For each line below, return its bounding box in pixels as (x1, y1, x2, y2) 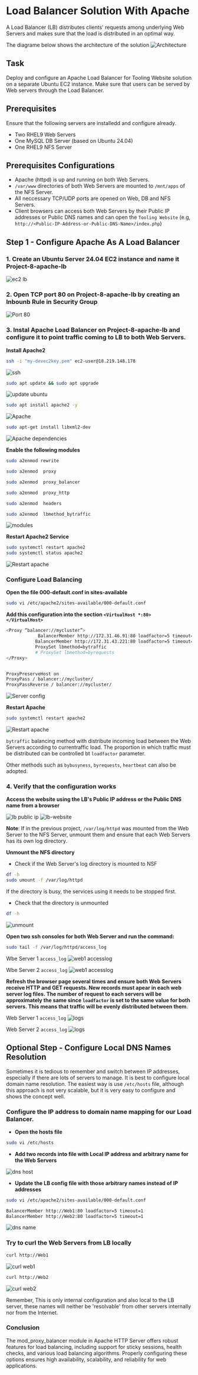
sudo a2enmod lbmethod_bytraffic (6, 511, 91, 517)
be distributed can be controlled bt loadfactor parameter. (6, 750, 146, 757)
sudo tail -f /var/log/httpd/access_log (6, 944, 107, 950)
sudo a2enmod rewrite (6, 458, 60, 464)
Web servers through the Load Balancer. (6, 87, 104, 94)
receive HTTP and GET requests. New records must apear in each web (6, 984, 181, 991)
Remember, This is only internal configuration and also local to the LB (6, 1297, 174, 1304)
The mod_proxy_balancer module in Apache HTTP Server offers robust (6, 1337, 179, 1344)
